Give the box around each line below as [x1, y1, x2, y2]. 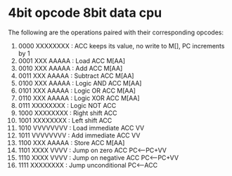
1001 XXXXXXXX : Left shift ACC [18, 116, 112, 124]
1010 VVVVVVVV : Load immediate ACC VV [18, 123, 145, 132]
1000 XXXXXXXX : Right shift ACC [18, 109, 117, 117]
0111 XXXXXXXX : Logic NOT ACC [18, 101, 117, 109]
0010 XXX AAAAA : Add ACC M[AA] [18, 64, 123, 72]
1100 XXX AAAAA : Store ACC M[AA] [18, 138, 125, 147]
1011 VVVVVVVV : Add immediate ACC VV [18, 131, 141, 140]
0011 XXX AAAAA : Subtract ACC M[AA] [18, 72, 134, 80]
